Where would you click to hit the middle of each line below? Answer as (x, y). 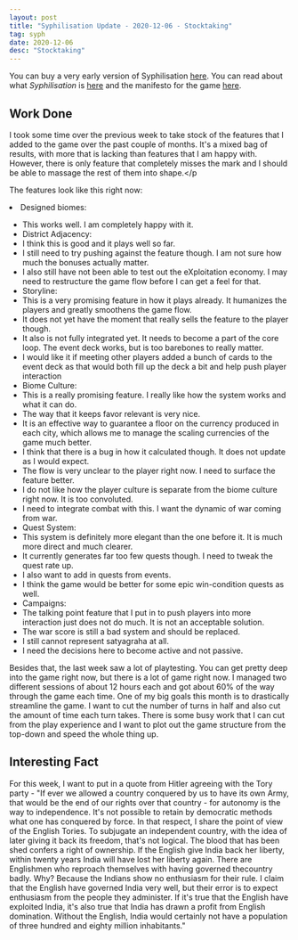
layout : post (33, 17)
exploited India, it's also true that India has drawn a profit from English (137, 906)
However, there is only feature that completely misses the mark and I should (149, 163)
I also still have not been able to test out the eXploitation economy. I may (154, 272)
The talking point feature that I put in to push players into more (137, 612)
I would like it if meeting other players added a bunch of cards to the (147, 356)
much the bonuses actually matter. (85, 262)
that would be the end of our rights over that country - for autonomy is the (145, 802)
